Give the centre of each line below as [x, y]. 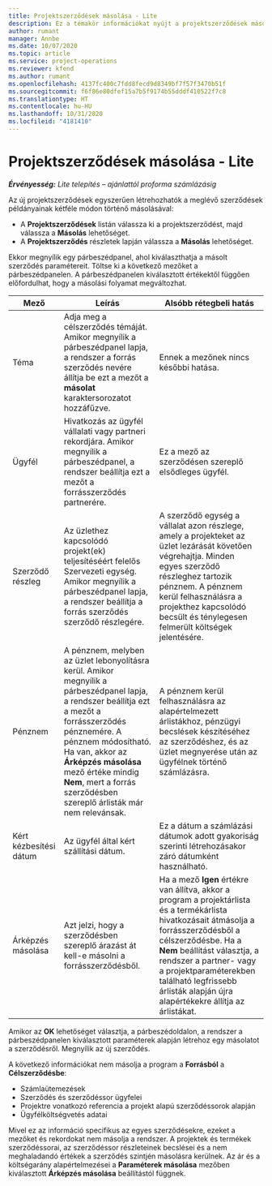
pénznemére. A [93, 731]
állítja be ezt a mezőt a [106, 377]
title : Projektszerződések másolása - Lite [83, 16]
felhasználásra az [193, 701]
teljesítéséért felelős [102, 561]
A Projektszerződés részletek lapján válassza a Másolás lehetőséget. [137, 241]
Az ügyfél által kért [99, 840]
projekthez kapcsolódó [203, 607]
